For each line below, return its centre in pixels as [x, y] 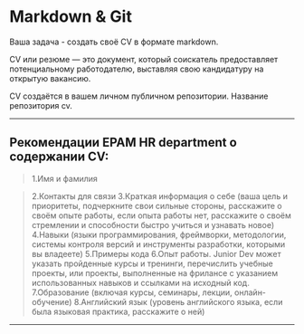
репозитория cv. [41, 105]
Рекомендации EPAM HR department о [123, 143]
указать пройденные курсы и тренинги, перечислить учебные [152, 263]
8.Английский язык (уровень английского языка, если [178, 301]
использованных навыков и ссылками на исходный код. [141, 282]
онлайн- [250, 292]
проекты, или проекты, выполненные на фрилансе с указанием [155, 272]
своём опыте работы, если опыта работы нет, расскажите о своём [161, 215]
